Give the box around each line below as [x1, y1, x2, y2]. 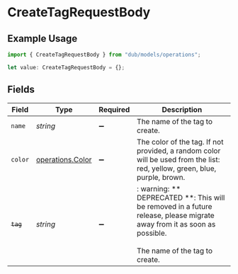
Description [161, 104, 203, 114]
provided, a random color [137, 146, 221, 156]
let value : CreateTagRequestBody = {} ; [7, 64, 125, 71]
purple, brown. [137, 172, 186, 182]
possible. [137, 228, 167, 238]
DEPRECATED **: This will [137, 193, 225, 202]
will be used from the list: [137, 154, 220, 164]
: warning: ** [137, 183, 181, 193]
